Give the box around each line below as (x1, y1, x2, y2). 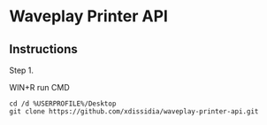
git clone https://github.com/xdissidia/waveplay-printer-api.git (9, 107, 259, 116)
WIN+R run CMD (9, 82, 71, 92)
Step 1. (9, 65, 34, 75)
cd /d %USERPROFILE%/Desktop (9, 99, 117, 108)
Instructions (9, 42, 78, 57)
